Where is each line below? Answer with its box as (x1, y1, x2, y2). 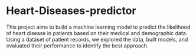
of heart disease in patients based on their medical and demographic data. (6, 29, 188, 36)
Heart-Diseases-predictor (6, 4, 137, 18)
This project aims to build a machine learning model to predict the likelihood (6, 23, 191, 30)
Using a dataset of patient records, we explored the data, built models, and (6, 36, 188, 43)
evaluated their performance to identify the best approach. (6, 42, 149, 49)
